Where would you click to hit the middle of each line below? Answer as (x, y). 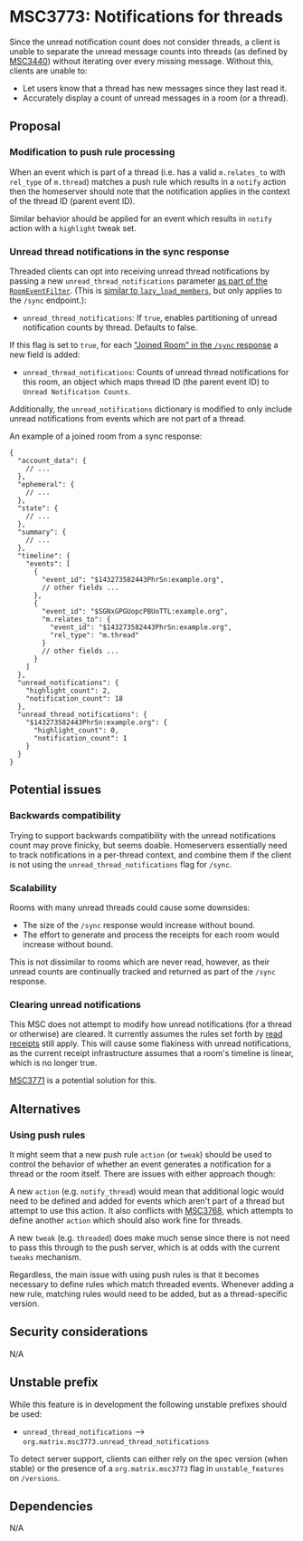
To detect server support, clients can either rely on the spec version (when (149, 1459)
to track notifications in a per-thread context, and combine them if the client (151, 855)
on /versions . (35, 1478)
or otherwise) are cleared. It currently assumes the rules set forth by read (146, 1034)
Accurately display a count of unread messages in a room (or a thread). (156, 98)
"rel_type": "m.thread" (95, 635)
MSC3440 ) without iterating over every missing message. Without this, (142, 61)
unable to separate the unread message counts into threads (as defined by (148, 51)
